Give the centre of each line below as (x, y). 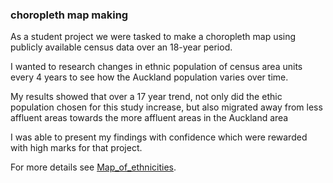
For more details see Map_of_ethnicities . (93, 167)
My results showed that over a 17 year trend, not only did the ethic (146, 97)
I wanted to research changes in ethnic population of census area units (156, 67)
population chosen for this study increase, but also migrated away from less (166, 107)
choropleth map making (69, 15)
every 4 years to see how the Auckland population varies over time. (149, 77)
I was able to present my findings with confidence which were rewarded (159, 137)
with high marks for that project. (76, 148)
